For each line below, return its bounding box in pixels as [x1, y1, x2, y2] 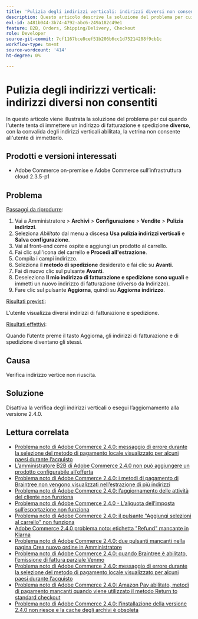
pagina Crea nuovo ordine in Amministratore [14, 543, 123, 550]
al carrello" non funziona [14, 518, 75, 526]
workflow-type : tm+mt [6, 42, 60, 48]
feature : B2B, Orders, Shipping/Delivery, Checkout [6, 25, 136, 31]
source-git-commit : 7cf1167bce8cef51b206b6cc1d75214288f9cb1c [6, 36, 162, 42]
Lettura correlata [6, 428, 70, 438]
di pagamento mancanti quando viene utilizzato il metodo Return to [14, 587, 178, 594]
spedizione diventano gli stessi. [6, 338, 82, 346]
